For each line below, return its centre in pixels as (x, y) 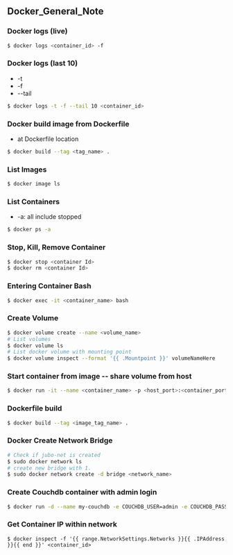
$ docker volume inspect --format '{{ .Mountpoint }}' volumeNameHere (111, 358)
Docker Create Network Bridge (60, 440)
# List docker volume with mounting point (69, 352)
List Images (27, 169)
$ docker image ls (34, 184)
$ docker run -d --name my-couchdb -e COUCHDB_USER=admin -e (97, 506)
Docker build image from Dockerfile (68, 124)
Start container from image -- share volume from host (100, 376)
